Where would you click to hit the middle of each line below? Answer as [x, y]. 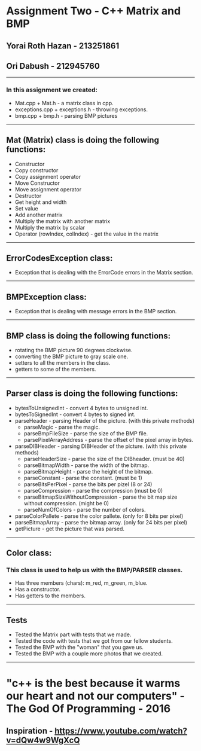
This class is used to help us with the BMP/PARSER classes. [95, 570]
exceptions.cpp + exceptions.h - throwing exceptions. [81, 109]
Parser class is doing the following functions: [92, 394]
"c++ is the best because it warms [93, 683]
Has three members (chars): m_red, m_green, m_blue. [81, 583]
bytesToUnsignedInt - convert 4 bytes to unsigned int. [81, 408]
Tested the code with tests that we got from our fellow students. [94, 641]
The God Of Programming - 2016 [89, 709]
